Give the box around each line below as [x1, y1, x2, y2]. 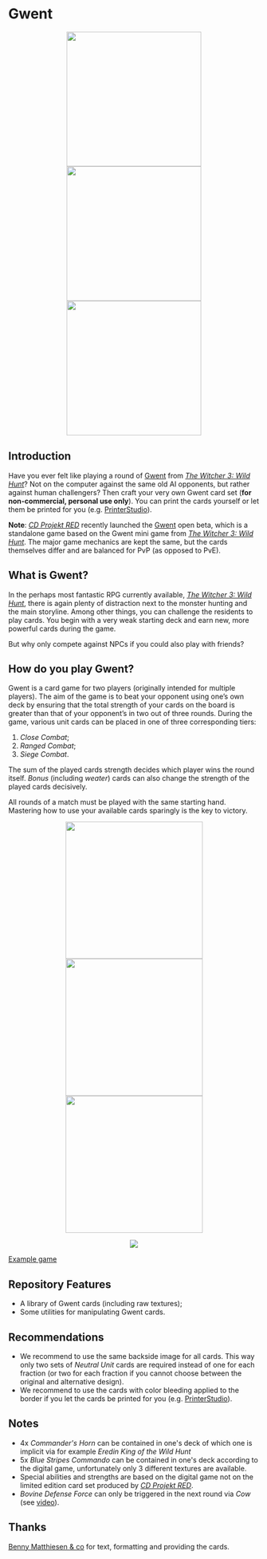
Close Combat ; [19, 733, 70, 742]
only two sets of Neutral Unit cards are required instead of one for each [19, 1360, 255, 1369]
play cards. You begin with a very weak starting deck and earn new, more [8, 615, 249, 624]
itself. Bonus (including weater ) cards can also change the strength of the [8, 774, 250, 783]
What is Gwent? [8, 569, 89, 582]
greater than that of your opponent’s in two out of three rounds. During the [8, 709, 253, 718]
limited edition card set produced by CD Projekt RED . [19, 1480, 194, 1490]
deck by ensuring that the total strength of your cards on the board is [8, 700, 235, 710]
